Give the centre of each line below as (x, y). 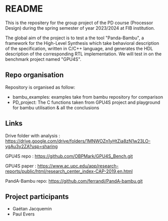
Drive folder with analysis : (33, 135)
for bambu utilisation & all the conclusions (56, 107)
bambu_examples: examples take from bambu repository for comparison (88, 97)
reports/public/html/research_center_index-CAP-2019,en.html (69, 171)
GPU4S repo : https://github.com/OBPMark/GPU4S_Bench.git (69, 156)
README (24, 9)
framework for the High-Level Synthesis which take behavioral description (82, 43)
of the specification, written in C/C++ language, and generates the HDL (79, 48)
